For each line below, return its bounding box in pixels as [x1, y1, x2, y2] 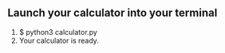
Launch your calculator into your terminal [7, 6, 218, 20]
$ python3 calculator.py [18, 27, 97, 36]
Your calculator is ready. [18, 36, 99, 45]
